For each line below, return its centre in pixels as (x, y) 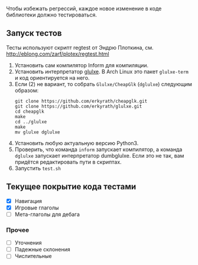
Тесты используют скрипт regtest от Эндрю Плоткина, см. (80, 47)
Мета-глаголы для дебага (47, 214)
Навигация (28, 201)
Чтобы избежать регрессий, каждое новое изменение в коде (84, 9)
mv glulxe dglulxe (37, 132)
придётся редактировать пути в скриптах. (68, 162)
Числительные (33, 256)
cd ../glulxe (31, 122)
